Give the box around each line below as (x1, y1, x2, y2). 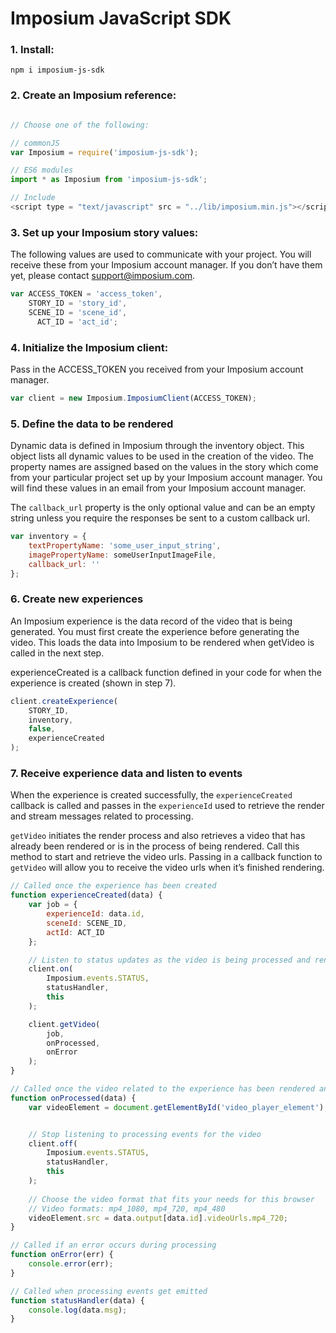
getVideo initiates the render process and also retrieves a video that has (10, 830, 306, 842)
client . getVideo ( (28, 1019, 101, 1029)
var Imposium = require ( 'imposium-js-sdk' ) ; (10, 147, 199, 157)
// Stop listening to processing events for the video (28, 1129, 262, 1139)
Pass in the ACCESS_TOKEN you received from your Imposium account (10, 363, 304, 375)
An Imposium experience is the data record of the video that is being (10, 615, 293, 627)
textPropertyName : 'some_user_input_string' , (28, 541, 222, 551)
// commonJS (10, 138, 60, 148)
